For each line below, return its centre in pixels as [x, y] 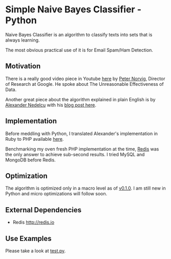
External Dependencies [44, 210]
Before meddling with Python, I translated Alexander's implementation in [81, 133]
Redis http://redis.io [34, 223]
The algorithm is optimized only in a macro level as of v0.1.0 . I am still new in [85, 188]
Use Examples [29, 238]
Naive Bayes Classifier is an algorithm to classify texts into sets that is [79, 34]
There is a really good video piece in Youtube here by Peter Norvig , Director [85, 79]
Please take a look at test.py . [36, 251]
